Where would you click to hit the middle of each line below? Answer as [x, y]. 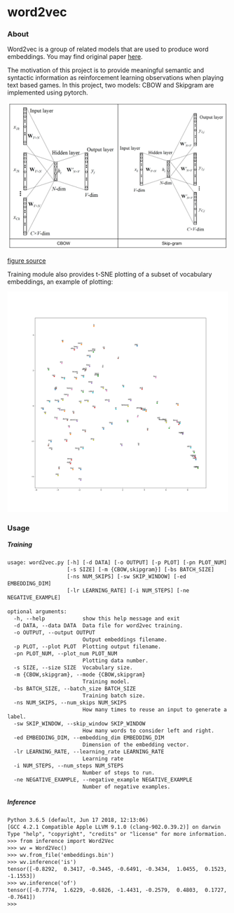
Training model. [106, 681]
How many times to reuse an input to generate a [155, 709]
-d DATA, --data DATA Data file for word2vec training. [98, 625]
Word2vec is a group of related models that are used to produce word [108, 49]
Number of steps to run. [119, 773]
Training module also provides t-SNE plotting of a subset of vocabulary [110, 274]
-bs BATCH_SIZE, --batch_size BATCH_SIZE [75, 688]
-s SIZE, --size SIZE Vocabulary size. [73, 667]
